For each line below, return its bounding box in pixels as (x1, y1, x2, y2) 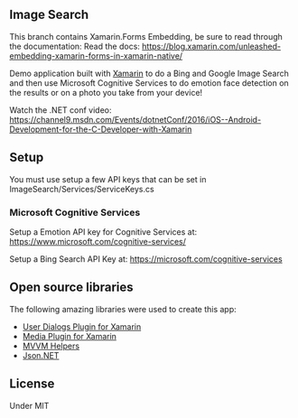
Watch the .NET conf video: (9, 104, 112, 116)
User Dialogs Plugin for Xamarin (22, 320, 142, 332)
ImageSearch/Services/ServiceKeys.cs (9, 183, 155, 194)
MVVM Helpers (22, 340, 79, 351)
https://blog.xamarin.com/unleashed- (141, 41, 282, 51)
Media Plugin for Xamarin (22, 330, 117, 341)
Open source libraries (9, 280, 134, 295)
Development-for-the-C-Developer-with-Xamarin (9, 124, 192, 135)
